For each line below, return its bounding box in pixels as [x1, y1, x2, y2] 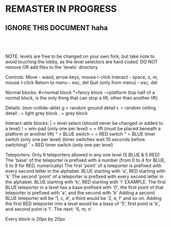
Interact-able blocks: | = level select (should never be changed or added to [5, 120, 163, 126]
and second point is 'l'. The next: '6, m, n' [5, 206, 92, 212]
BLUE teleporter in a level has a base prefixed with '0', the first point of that [5, 185, 164, 190]
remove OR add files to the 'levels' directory [5, 64, 98, 70]
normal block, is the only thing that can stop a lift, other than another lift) [5, 95, 158, 101]
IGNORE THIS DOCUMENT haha [5, 24, 108, 32]
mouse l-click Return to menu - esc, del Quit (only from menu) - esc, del [5, 80, 158, 85]
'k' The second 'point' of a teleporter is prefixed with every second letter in [5, 173, 164, 179]
